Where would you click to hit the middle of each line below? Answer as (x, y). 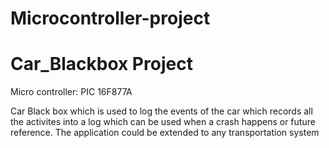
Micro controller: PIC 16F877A (71, 92)
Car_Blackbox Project (101, 64)
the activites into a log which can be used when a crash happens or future (163, 122)
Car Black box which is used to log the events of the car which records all (161, 111)
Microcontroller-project (110, 18)
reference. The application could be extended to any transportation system (165, 133)
